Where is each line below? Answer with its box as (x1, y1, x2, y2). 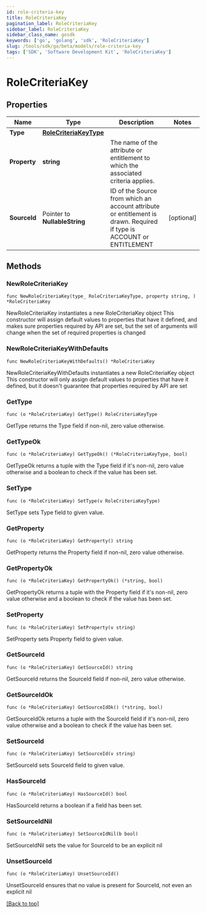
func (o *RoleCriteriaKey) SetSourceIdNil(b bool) (6, 831, 139, 837)
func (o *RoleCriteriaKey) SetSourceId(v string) (6, 751, 136, 757)
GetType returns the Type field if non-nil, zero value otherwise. (6, 422, 166, 430)
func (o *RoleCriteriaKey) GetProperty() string (6, 537, 133, 544)
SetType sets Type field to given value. (6, 509, 104, 516)
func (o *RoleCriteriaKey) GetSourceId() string (6, 664, 133, 671)
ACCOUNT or (110, 233, 149, 241)
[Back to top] (6, 900, 39, 907)
